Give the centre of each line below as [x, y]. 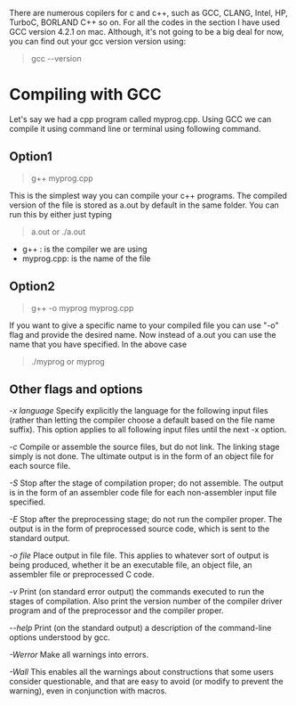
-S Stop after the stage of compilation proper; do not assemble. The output [147, 483]
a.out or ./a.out [58, 232]
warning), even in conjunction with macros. [88, 691]
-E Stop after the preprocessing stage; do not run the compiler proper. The [146, 520]
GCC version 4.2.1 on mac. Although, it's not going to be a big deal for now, [147, 32]
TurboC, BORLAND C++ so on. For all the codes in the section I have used [144, 22]
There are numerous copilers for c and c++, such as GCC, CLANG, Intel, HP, [149, 13]
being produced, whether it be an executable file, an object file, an [131, 565]
